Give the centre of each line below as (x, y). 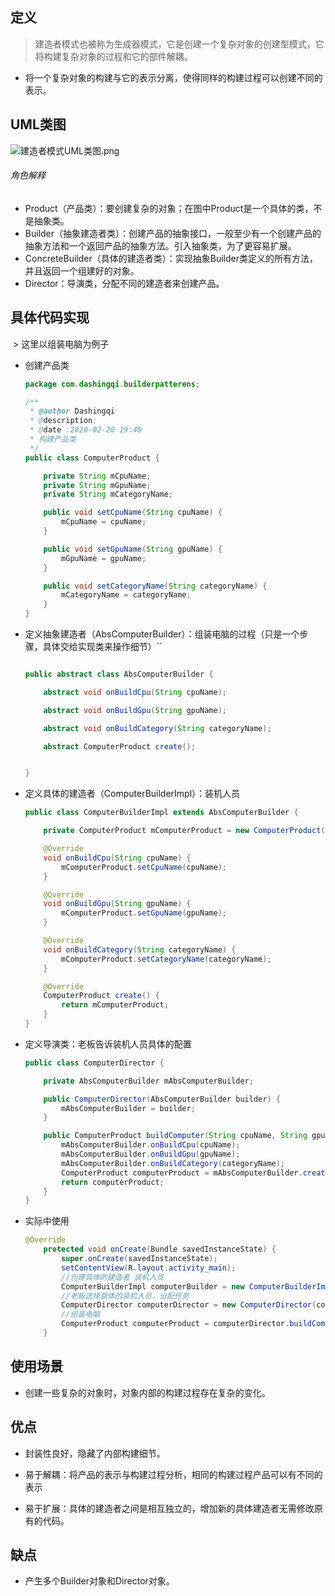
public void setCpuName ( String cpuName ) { (133, 513)
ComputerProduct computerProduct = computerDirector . (175, 1324)
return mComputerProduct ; (115, 1005)
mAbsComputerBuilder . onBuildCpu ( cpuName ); (151, 1145)
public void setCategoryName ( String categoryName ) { (155, 586)
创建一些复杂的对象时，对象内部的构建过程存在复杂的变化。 (147, 1392)
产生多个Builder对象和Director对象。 (99, 1581)
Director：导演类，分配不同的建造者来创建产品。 (124, 283)
